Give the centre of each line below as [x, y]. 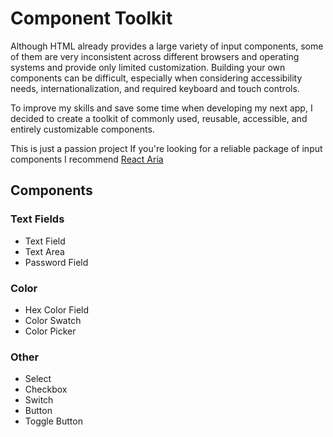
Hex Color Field [57, 309]
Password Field [56, 262]
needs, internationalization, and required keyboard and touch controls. [155, 88]
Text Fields [37, 219]
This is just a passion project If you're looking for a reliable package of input [166, 148]
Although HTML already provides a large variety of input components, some [167, 46]
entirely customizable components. [82, 129]
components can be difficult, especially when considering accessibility [156, 78]
